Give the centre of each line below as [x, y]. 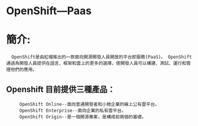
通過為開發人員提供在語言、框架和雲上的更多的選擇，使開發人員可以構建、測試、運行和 [96, 63]
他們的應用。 [24, 70]
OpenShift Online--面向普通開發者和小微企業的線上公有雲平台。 [89, 104]
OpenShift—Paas [49, 11]
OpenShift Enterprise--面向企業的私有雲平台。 [73, 111]
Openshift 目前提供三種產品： [61, 89]
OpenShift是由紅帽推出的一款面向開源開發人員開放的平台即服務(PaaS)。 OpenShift [102, 57]
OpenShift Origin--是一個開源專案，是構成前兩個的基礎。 [83, 117]
